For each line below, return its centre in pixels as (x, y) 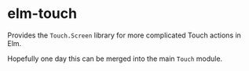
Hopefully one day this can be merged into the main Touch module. (115, 59)
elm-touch (42, 14)
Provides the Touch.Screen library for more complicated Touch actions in (124, 35)
